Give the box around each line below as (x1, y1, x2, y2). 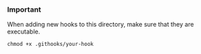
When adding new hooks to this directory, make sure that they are (7, 21, 194, 29)
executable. (7, 27, 41, 36)
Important (7, 5, 41, 14)
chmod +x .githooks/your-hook (7, 41, 94, 48)
